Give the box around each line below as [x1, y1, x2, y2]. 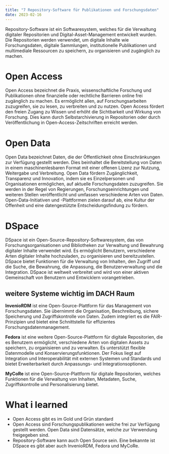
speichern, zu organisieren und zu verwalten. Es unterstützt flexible [5, 345, 146, 351]
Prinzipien [5, 319, 26, 325]
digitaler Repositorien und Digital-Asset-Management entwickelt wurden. [5, 31, 157, 37]
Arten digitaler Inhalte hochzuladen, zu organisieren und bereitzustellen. [5, 253, 155, 259]
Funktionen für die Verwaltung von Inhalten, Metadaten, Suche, [5, 376, 137, 382]
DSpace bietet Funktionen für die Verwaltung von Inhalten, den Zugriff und [5, 259, 160, 265]
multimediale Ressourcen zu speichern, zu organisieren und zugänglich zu [5, 48, 160, 54]
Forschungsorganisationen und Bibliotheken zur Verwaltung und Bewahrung [5, 242, 164, 249]
